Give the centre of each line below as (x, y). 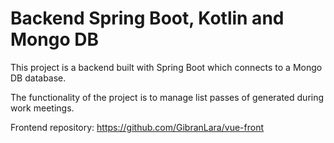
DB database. (38, 78)
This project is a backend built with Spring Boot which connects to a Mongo (166, 67)
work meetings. (42, 108)
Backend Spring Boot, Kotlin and (147, 18)
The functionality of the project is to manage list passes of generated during (167, 97)
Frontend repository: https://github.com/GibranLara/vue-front (137, 127)
